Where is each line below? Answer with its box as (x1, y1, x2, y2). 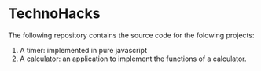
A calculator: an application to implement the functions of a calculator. (19, 54, 247, 63)
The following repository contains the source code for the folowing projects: (8, 30, 255, 40)
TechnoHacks (8, 5, 101, 23)
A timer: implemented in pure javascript (19, 45, 148, 55)
